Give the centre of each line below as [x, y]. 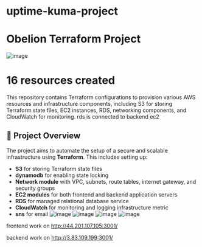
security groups [35, 188]
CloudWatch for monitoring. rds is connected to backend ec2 [83, 117]
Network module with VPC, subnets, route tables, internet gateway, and [106, 181]
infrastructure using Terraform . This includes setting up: [77, 157]
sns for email [32, 214]
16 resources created [61, 81]
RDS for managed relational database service [72, 201]
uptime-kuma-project [62, 11]
